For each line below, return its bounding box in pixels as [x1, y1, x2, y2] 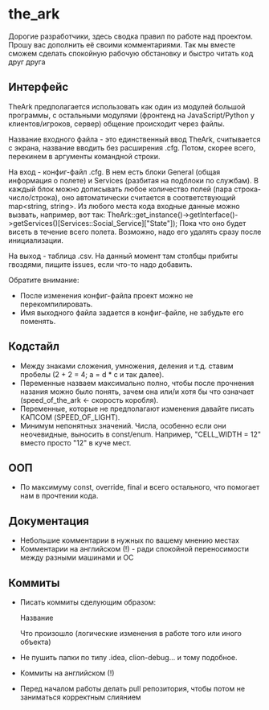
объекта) [19, 637, 51, 646]
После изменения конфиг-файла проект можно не [19, 290, 194, 300]
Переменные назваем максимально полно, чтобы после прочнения [19, 378, 255, 388]
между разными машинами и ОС [19, 552, 134, 563]
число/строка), [8, 192, 60, 202]
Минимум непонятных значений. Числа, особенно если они [19, 421, 226, 430]
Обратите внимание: [8, 275, 79, 285]
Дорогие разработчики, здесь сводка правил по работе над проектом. [8, 31, 253, 41]
